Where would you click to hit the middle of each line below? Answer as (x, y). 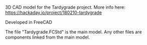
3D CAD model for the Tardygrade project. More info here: (65, 7)
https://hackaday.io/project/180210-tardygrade (53, 12)
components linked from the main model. (48, 37)
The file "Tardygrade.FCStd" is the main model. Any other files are (73, 32)
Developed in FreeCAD (29, 22)
